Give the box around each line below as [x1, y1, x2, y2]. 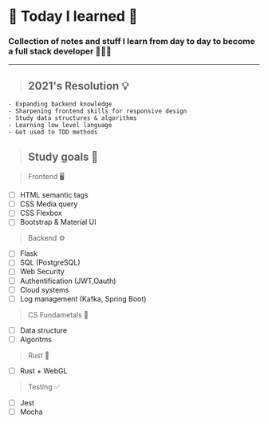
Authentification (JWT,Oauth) [19, 276, 116, 285]
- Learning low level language [8, 122, 112, 130]
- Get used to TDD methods [8, 128, 98, 137]
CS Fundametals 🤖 [27, 309, 89, 319]
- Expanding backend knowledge [8, 100, 112, 109]
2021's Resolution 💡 [27, 79, 129, 93]
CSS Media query [19, 199, 78, 209]
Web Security [19, 267, 65, 277]
